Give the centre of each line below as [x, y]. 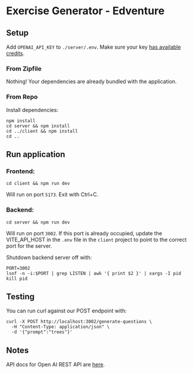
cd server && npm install [38, 126]
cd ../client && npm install [42, 131]
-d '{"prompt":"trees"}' [42, 332]
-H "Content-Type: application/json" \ [61, 327]
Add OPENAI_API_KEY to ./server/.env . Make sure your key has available [94, 47]
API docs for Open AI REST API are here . [56, 365]
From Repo [22, 97]
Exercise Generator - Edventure [85, 11]
